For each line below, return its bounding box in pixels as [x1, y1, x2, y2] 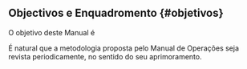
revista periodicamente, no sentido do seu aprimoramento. [8, 51, 202, 61]
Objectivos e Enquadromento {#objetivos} [8, 6, 225, 20]
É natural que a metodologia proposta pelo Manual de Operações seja [8, 43, 239, 53]
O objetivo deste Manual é [8, 27, 95, 37]
